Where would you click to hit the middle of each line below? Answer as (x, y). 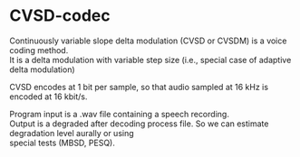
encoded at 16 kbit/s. (48, 97)
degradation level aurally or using (72, 133)
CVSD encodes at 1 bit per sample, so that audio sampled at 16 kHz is (139, 87)
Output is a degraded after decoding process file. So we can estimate (139, 124)
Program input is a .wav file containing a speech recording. (119, 114)
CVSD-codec (60, 16)
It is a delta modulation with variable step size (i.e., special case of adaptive (150, 60)
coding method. (39, 50)
